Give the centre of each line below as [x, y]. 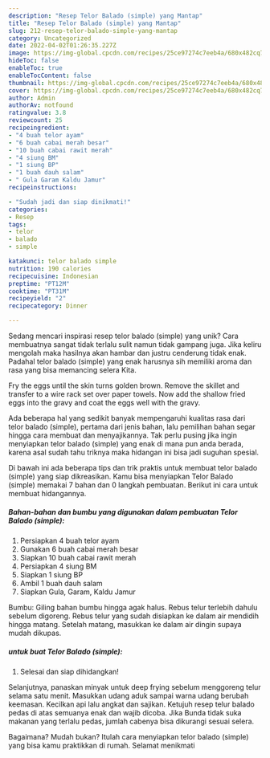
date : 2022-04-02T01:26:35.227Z [62, 46]
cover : [19, 90]
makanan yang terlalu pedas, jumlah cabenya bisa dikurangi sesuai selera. [131, 721]
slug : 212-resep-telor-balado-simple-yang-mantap [93, 31]
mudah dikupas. [35, 633]
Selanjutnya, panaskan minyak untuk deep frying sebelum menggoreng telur [135, 687]
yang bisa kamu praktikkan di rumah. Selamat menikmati [102, 745]
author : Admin [32, 98]
